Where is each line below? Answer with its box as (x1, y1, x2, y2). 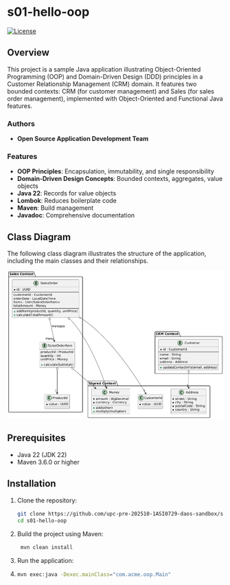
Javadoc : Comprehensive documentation (16, 211, 135, 220)
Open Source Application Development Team (16, 135, 149, 143)
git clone (16, 510, 46, 517)
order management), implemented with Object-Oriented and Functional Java (7, 94, 223, 103)
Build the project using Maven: (16, 530, 104, 538)
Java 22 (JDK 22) (16, 450, 67, 458)
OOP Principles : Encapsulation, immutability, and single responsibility (16, 167, 215, 175)
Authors (7, 118, 36, 128)
